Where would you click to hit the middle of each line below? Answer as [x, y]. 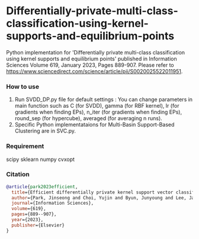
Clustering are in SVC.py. [45, 131]
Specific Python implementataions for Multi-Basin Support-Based [94, 125]
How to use [23, 86]
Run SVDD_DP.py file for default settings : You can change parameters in [104, 99]
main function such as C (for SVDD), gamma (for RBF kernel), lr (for [97, 106]
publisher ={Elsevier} [38, 225]
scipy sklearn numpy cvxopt [41, 159]
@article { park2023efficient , [42, 187]
